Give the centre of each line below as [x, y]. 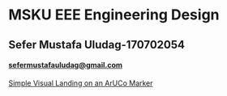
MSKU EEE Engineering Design [114, 15]
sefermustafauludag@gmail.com [66, 65]
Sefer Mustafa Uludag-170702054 [96, 45]
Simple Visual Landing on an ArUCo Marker [81, 83]
